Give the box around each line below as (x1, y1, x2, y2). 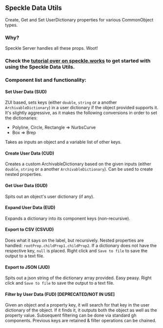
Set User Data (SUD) (5, 89, 47, 95)
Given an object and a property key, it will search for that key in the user (5, 302, 150, 308)
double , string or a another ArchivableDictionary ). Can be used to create (5, 166, 153, 172)
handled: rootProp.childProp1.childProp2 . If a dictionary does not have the (5, 242, 157, 248)
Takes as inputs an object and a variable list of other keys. (5, 139, 122, 145)
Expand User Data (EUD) (5, 205, 56, 211)
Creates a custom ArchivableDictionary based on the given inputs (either (5, 161, 151, 167)
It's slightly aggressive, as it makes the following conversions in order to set (5, 110, 157, 116)
